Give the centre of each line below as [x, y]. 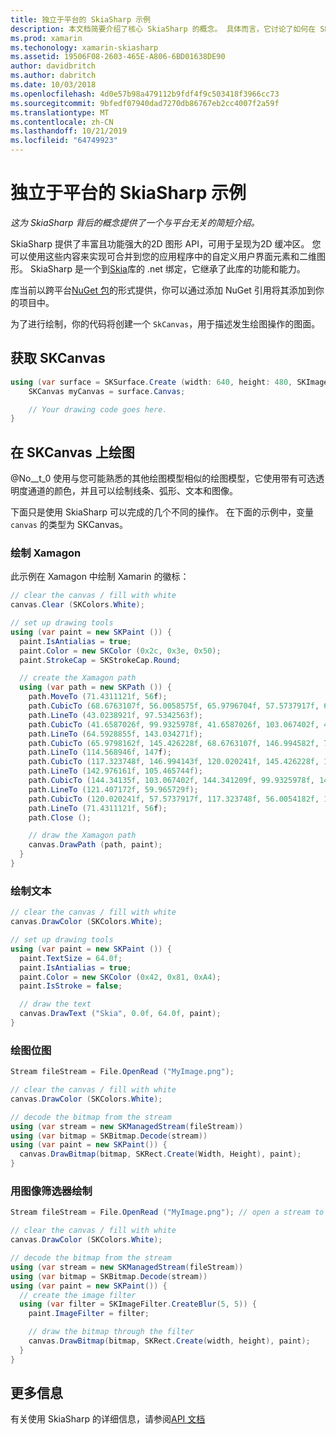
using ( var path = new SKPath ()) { [95, 687]
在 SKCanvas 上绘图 [72, 452]
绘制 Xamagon [46, 553]
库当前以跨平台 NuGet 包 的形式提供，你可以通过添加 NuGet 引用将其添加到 [163, 290]
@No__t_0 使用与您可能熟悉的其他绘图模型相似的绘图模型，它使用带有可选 [163, 478]
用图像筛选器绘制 [51, 1191]
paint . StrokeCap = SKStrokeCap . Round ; [100, 660]
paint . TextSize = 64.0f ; [71, 958]
